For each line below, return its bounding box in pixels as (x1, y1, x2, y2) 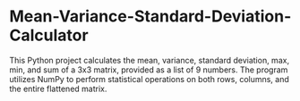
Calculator (9, 25, 89, 46)
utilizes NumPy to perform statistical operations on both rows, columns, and (9, 73, 289, 84)
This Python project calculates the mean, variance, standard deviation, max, (9, 55, 289, 65)
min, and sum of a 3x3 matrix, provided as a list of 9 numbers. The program (9, 64, 288, 75)
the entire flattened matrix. (9, 83, 107, 94)
